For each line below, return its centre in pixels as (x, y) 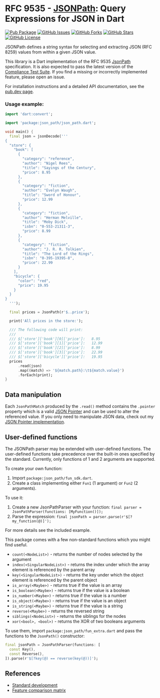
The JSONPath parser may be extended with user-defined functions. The (78, 449)
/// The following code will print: (46, 330)
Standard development (35, 685)
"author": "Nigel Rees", (47, 163)
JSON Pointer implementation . (35, 422)
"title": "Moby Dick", (45, 222)
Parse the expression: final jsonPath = (51, 516)
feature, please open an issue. (35, 77)
